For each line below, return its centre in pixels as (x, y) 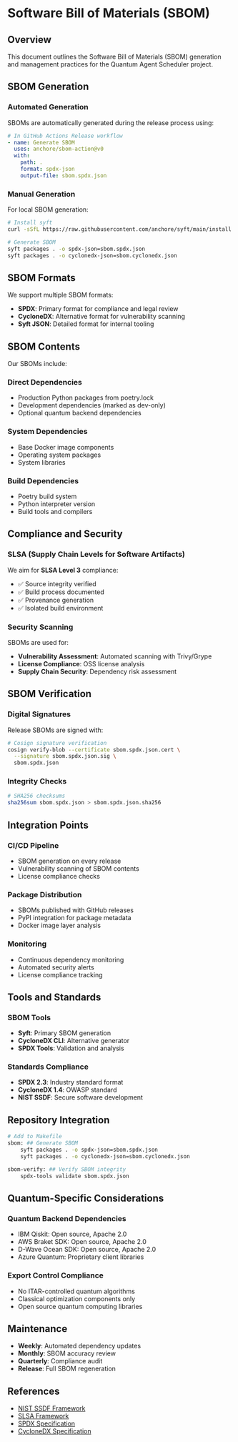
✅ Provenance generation (56, 600)
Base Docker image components (66, 447)
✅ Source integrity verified (57, 583)
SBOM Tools (29, 1017)
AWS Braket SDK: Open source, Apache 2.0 (82, 1242)
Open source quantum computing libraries (80, 1306)
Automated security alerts (56, 967)
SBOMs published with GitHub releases (76, 910)
